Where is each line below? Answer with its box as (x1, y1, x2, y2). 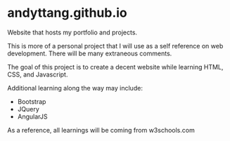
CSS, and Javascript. (7, 70, 68, 79)
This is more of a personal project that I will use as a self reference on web (7, 41, 224, 50)
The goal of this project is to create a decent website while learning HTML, (7, 62, 224, 71)
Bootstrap (17, 97, 46, 106)
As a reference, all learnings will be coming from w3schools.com (7, 126, 195, 134)
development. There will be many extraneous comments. (7, 49, 172, 58)
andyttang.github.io (7, 5, 128, 21)
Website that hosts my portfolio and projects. (7, 28, 138, 36)
